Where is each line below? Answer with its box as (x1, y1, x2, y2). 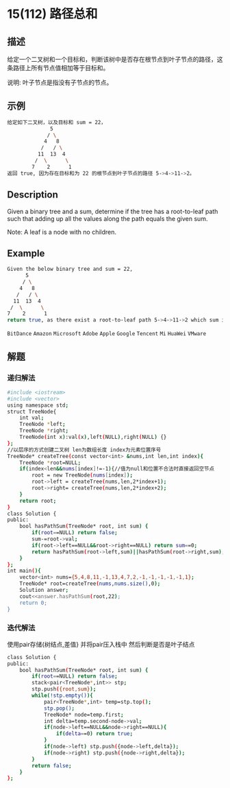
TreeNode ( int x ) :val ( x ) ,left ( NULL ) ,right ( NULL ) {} (19, 433, 167, 440)
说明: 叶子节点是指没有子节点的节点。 (7, 78, 113, 86)
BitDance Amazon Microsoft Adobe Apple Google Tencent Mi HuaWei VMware (7, 331, 207, 337)
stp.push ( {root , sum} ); (31, 686, 97, 693)
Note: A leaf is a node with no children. (7, 228, 117, 236)
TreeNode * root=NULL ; (19, 459, 81, 466)
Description (7, 189, 58, 201)
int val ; (19, 414, 44, 422)
